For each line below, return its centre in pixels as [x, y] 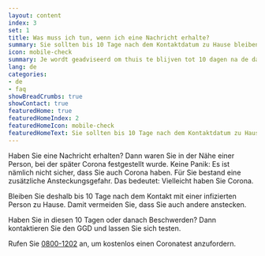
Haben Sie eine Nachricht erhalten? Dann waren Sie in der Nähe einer [121, 156]
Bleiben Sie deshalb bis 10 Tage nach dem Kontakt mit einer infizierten [122, 196]
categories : [28, 74]
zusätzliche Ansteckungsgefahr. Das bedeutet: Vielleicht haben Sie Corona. [131, 181]
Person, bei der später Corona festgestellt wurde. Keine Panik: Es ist [119, 164]
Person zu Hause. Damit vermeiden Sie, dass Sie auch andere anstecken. [127, 204]
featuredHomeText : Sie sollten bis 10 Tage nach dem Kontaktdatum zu [125, 133]
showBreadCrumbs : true [45, 96]
